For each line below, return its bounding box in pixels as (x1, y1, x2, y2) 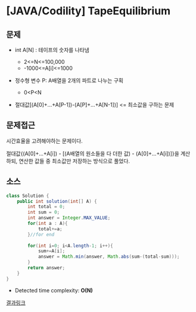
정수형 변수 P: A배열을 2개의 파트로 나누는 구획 (14, 77, 124, 84)
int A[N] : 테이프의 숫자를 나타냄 (14, 47, 89, 53)
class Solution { (6, 193, 49, 199)
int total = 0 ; (27, 204, 66, 210)
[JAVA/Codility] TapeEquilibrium (6, 4, 171, 18)
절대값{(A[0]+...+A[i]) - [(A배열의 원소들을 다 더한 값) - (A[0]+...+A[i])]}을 (6, 150, 180, 157)
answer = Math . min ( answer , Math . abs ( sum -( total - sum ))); (38, 254, 180, 260)
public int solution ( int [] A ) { (17, 198, 97, 204)
